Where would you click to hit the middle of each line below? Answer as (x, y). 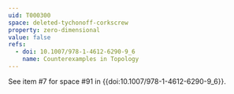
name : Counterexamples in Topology (81, 60)
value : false (30, 37)
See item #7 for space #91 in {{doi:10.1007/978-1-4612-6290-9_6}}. (117, 81)
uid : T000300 (30, 15)
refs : (17, 45)
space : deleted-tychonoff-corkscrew (68, 23)
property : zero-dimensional (54, 30)
